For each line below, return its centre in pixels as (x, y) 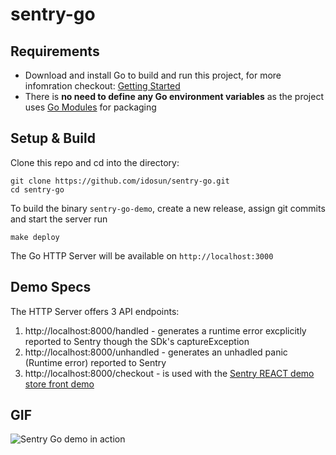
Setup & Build (53, 138)
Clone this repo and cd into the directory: (95, 162)
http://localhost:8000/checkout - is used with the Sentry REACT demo (169, 373)
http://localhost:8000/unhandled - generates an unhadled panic (156, 352)
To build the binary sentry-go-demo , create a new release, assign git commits (168, 208)
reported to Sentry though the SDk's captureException (137, 341)
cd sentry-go (37, 189)
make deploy (35, 237)
